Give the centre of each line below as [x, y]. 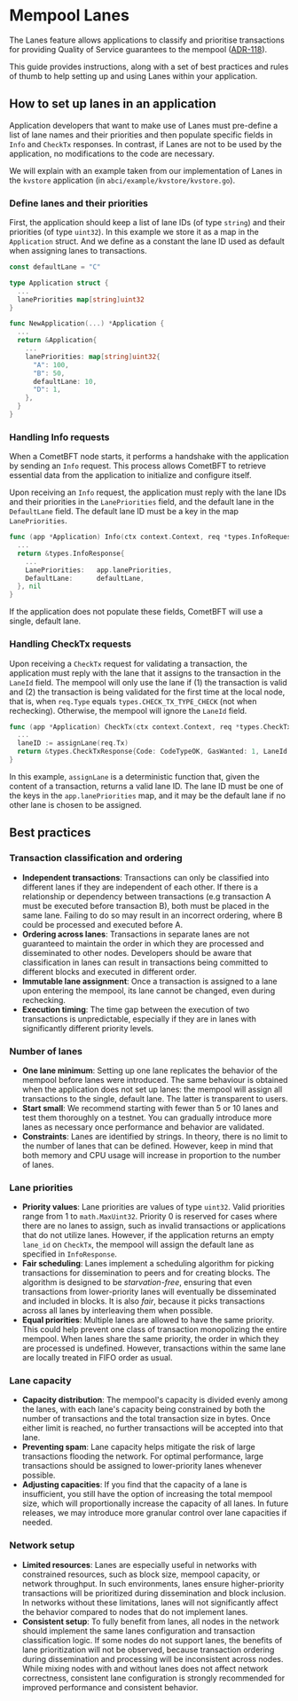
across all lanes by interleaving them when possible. [118, 1311]
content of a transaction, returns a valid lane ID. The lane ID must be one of [146, 786]
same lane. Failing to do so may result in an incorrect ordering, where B [152, 915]
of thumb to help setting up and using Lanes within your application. [133, 75]
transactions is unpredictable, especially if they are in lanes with [139, 1019]
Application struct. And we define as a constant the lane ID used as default [147, 241]
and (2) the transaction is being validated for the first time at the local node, [147, 692]
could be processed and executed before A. [102, 924]
